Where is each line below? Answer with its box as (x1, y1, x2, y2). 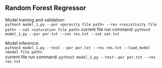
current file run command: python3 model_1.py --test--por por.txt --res (5, 54, 156, 60)
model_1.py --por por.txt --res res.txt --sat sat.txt (5, 31, 120, 36)
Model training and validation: (5, 17, 65, 23)
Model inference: (5, 40, 40, 46)
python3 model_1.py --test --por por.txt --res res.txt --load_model (5, 45, 151, 50)
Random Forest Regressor (5, 4, 86, 12)
